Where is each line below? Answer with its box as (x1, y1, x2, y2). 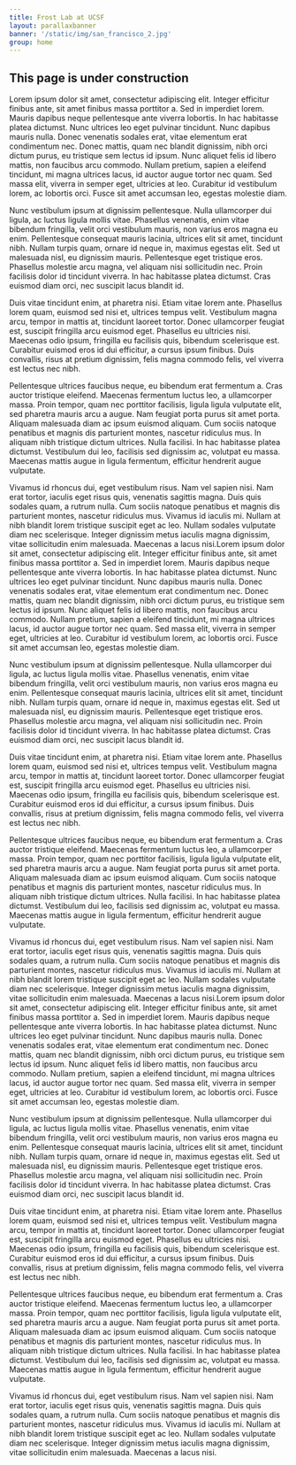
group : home (9, 37, 53, 47)
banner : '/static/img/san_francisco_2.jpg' (9, 29, 172, 38)
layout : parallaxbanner (9, 21, 97, 30)
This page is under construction (9, 70, 189, 85)
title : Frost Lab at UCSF (9, 12, 104, 22)
